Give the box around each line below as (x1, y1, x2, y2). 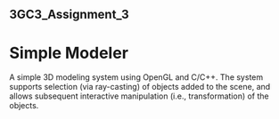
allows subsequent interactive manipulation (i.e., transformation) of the (9, 91, 269, 101)
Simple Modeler (9, 43, 129, 63)
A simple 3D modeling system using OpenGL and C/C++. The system (9, 72, 264, 83)
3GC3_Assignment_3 (9, 7, 129, 22)
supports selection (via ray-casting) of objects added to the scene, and (9, 82, 271, 92)
